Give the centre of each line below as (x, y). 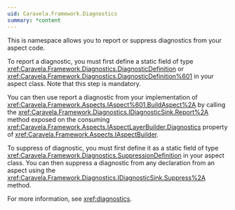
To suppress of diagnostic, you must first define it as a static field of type (113, 148)
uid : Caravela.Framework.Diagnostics (62, 14)
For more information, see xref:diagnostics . (69, 198)
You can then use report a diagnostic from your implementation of (103, 97)
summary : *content (34, 20)
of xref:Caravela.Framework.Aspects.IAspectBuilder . (83, 134)
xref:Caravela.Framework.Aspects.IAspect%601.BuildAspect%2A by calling (116, 104)
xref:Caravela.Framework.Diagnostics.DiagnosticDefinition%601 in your (110, 76)
